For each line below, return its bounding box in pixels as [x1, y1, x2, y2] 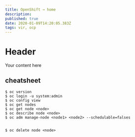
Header [5, 46, 36, 58]
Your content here [5, 62, 42, 68]
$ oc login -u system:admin [5, 94, 63, 98]
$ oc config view [5, 98, 41, 103]
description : [5, 12, 32, 17]
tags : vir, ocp [5, 25, 36, 30]
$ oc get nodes [5, 102, 36, 107]
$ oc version [5, 89, 32, 94]
